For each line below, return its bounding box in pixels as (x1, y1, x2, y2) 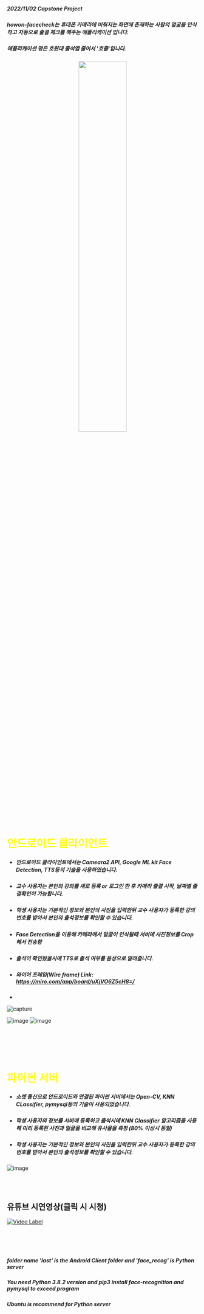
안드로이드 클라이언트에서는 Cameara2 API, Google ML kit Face (15, 858, 172, 866)
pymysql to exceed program (7, 1285, 80, 1292)
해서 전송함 (15, 938, 42, 946)
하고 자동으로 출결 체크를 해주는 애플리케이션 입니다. (7, 28, 129, 36)
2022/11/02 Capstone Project (7, 5, 83, 12)
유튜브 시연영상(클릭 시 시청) (7, 1202, 107, 1212)
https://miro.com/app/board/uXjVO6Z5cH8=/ (15, 978, 135, 985)
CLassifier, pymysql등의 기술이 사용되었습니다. (15, 1101, 131, 1108)
